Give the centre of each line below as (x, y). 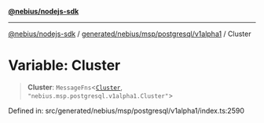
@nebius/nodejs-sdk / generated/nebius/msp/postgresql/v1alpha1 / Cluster (130, 34)
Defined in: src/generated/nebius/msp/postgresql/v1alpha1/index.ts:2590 (126, 110)
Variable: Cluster (64, 65)
